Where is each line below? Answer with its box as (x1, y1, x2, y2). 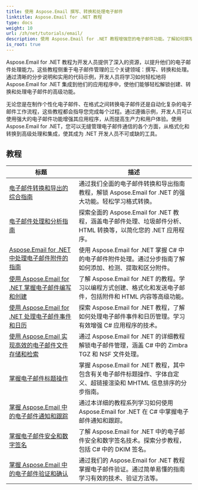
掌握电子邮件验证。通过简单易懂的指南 (78, 465, 186, 473)
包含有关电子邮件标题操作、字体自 (78, 370, 174, 378)
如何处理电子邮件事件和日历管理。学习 (78, 312, 186, 321)
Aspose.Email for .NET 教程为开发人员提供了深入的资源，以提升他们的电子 (6, 58, 186, 66)
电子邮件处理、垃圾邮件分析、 (102, 217, 186, 225)
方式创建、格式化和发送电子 (102, 283, 180, 292)
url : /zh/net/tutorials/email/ (6, 31, 83, 37)
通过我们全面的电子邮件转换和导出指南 (78, 179, 186, 188)
